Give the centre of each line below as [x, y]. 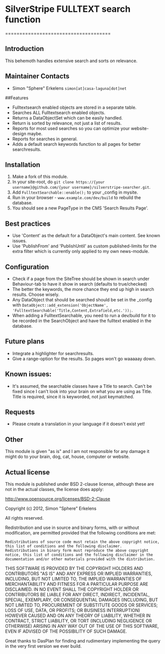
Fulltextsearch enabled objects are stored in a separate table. [74, 107]
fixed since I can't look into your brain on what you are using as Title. [82, 391]
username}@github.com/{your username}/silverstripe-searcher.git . [81, 187]
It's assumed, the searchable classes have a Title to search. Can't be [82, 386]
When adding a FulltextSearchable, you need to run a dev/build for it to [84, 315]
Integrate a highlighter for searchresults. [53, 353]
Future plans [25, 342]
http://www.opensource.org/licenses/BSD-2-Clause [58, 499]
